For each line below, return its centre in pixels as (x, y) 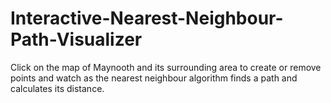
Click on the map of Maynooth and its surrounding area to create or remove (166, 67)
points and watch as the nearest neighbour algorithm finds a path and (154, 78)
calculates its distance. (57, 88)
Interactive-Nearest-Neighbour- (147, 18)
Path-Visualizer (76, 39)
